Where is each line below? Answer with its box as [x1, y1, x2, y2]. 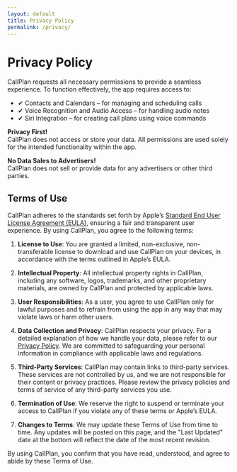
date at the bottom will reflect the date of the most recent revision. [17, 436, 211, 444]
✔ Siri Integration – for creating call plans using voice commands [17, 114, 207, 123]
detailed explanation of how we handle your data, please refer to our [17, 334, 217, 343]
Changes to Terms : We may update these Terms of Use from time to [17, 420, 218, 429]
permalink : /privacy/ [7, 23, 71, 31]
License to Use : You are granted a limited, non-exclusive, [17, 240, 185, 248]
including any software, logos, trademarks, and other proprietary [17, 276, 207, 285]
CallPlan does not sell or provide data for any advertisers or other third [7, 164, 213, 172]
